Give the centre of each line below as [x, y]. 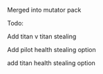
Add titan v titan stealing [42, 36]
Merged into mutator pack [44, 10]
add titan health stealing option [51, 63]
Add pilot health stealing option [52, 50]
